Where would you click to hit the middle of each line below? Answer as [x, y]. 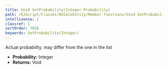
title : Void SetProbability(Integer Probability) [58, 10]
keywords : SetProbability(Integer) [42, 33]
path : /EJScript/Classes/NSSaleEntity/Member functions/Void [70, 14]
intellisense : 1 [22, 19]
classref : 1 [17, 24]
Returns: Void [27, 62]
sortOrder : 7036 [22, 28]
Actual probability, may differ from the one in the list [59, 47]
